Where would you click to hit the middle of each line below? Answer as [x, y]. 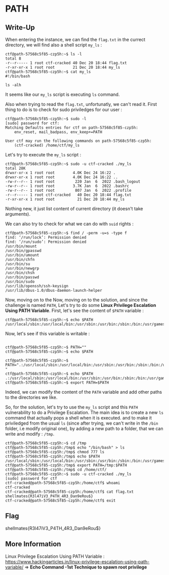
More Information [33, 544]
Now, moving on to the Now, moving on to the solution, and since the [76, 300]
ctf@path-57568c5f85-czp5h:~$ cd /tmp [46, 443]
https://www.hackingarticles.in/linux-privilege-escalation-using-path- [77, 561]
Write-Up [20, 28]
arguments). [18, 214]
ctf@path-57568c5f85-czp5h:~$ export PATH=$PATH [57, 383]
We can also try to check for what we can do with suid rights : [69, 224]
